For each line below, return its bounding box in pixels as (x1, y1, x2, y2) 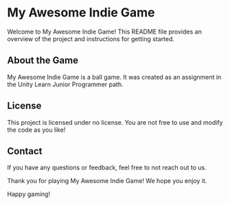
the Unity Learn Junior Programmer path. (7, 80, 124, 88)
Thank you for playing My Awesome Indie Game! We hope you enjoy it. (7, 177, 207, 185)
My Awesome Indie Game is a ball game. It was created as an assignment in (7, 73, 222, 81)
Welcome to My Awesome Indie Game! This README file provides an (7, 27, 203, 36)
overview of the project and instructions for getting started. (7, 34, 175, 43)
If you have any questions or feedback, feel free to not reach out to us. (7, 163, 207, 172)
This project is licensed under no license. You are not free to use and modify (7, 118, 223, 126)
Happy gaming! (7, 190, 50, 198)
